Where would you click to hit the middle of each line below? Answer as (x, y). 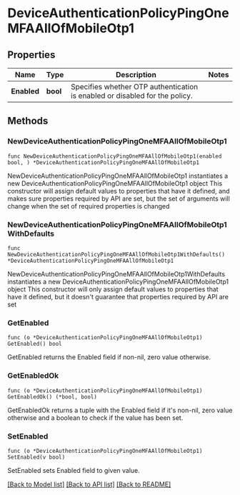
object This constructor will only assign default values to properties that (113, 289)
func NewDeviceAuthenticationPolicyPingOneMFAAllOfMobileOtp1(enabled (115, 156)
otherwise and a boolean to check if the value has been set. (95, 417)
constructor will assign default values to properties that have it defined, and (119, 191)
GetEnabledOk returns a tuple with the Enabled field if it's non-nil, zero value (120, 410)
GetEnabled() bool (35, 344)
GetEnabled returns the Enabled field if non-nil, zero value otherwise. (109, 357)
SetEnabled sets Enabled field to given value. (74, 470)
